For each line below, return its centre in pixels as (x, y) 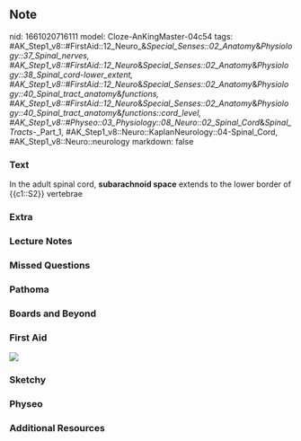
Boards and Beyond (53, 313)
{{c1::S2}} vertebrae (46, 194)
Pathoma (29, 289)
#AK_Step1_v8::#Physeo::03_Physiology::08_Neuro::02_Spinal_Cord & (137, 122)
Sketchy (28, 379)
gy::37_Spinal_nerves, (49, 55)
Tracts (21, 132)
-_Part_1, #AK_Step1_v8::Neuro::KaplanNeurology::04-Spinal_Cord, (155, 132)
